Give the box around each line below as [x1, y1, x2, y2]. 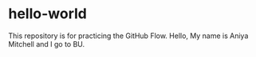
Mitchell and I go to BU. [8, 39, 85, 48]
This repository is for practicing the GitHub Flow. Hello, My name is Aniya [8, 31, 249, 40]
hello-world [8, 5, 88, 23]
